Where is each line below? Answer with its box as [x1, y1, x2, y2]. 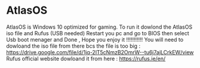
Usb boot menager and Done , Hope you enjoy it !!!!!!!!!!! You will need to [6, 36, 184, 43]
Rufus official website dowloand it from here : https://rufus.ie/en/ [6, 55, 166, 62]
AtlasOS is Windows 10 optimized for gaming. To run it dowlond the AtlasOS [6, 23, 193, 30]
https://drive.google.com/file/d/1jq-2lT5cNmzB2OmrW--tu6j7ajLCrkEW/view [6, 48, 194, 55]
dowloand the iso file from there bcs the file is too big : [6, 42, 141, 50]
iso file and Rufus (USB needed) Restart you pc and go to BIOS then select [6, 29, 189, 36]
